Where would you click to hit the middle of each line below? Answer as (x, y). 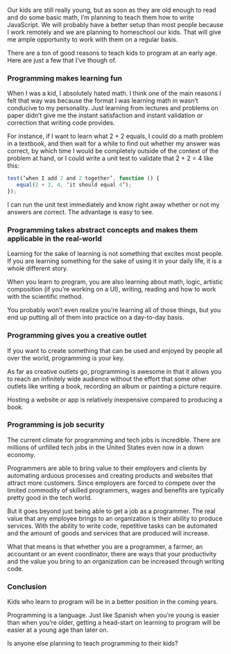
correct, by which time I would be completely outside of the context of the (113, 151)
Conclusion (27, 587)
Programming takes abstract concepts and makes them (103, 230)
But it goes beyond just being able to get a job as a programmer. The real (111, 511)
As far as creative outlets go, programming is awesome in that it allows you (114, 371)
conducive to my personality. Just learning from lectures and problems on (113, 108)
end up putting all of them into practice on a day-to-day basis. (96, 318)
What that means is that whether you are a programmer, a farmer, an (105, 547)
